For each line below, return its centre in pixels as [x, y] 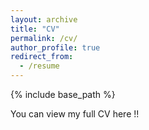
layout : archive [44, 19]
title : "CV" [35, 29]
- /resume [39, 66]
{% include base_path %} [63, 94]
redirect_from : [42, 57]
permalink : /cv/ [44, 38]
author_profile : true [55, 47]
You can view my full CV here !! [75, 114]
